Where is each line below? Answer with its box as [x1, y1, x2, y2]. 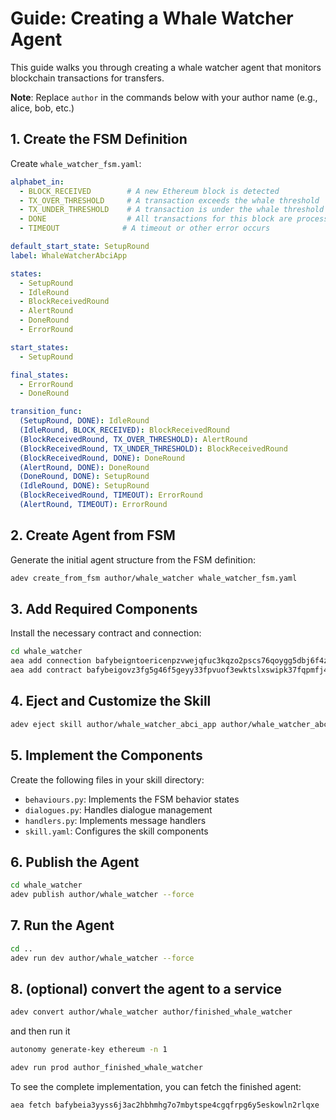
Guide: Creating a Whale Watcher [10, 7, 294, 30]
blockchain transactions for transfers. [10, 72, 165, 84]
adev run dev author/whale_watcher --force [10, 953, 195, 963]
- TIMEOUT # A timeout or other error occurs [19, 223, 271, 234]
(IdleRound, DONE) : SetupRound [19, 481, 150, 491]
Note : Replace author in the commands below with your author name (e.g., [10, 91, 318, 103]
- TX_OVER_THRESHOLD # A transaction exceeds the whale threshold [19, 195, 320, 206]
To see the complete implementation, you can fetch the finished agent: [10, 1081, 302, 1093]
